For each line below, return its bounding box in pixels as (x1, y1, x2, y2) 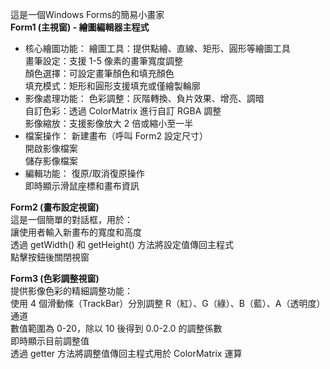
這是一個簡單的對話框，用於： (10, 214, 133, 225)
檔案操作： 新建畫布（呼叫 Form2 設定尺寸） (24, 130, 209, 142)
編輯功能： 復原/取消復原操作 (24, 168, 145, 179)
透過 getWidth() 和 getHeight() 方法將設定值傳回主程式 (10, 239, 234, 250)
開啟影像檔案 (24, 143, 78, 154)
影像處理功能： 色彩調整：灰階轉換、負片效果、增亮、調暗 (24, 93, 265, 104)
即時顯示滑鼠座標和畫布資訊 (24, 180, 140, 192)
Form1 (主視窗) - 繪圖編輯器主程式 (10, 21, 150, 33)
